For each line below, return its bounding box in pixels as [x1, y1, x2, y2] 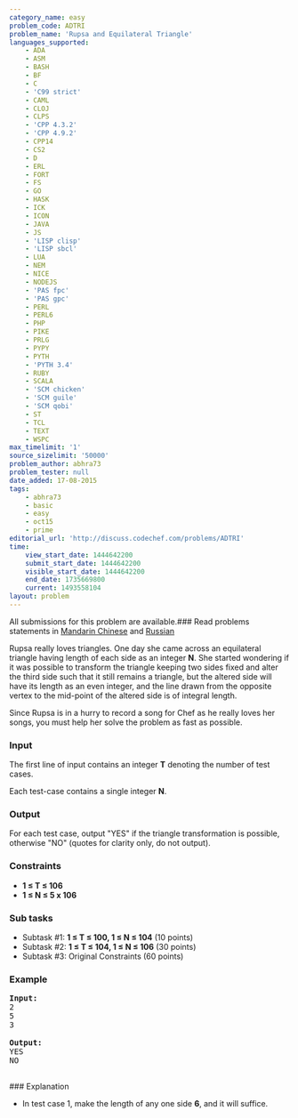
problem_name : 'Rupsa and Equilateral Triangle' [9, 29, 193, 38]
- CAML [25, 95, 50, 105]
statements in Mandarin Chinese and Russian [9, 625, 175, 636]
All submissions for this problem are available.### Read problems [9, 615, 250, 627]
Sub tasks [9, 912, 53, 924]
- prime [25, 526, 53, 535]
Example [9, 973, 48, 985]
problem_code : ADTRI [9, 21, 86, 30]
